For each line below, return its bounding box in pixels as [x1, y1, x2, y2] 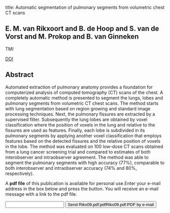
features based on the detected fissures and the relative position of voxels [5, 138, 161, 144]
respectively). [5, 170, 34, 176]
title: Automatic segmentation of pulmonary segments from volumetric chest [5, 5, 165, 10]
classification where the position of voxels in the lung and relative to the [5, 121, 155, 128]
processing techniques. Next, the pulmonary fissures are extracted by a [5, 111, 155, 117]
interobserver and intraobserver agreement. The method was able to [5, 154, 149, 160]
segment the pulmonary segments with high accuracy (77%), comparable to [5, 160, 165, 166]
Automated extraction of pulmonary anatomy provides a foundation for [5, 84, 153, 90]
